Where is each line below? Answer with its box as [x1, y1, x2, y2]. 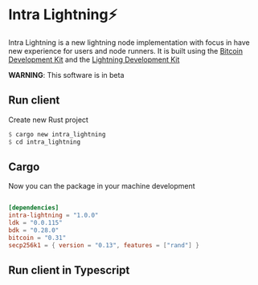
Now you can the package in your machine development [8, 181, 195, 191]
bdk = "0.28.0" [8, 226, 59, 234]
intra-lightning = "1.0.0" [8, 211, 99, 220]
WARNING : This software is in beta [8, 70, 125, 79]
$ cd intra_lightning [8, 137, 81, 146]
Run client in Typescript [8, 263, 130, 277]
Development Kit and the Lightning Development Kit [8, 55, 180, 64]
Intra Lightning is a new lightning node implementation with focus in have [8, 37, 251, 47]
